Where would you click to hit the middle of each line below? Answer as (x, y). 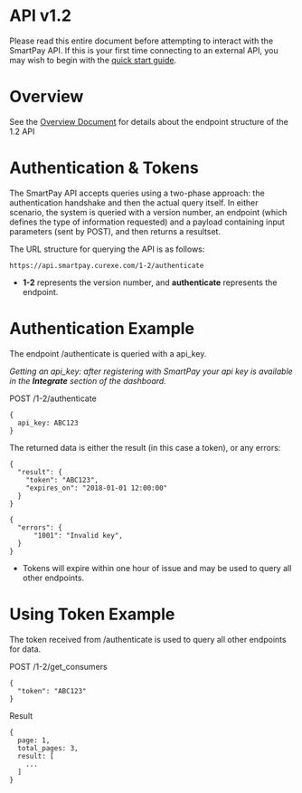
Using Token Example (92, 614)
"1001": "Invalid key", (78, 535)
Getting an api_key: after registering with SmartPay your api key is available (151, 371)
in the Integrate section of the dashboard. (88, 380)
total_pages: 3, (48, 748)
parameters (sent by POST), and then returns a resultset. (115, 231)
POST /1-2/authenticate (53, 398)
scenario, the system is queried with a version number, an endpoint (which (148, 212)
